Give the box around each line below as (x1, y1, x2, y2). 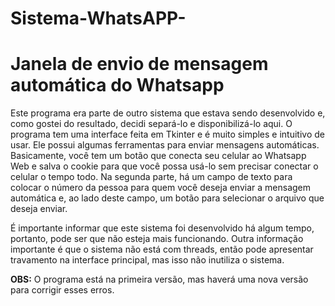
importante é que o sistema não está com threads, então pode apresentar (10, 243, 314, 256)
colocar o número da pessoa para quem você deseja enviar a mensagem (10, 182, 312, 194)
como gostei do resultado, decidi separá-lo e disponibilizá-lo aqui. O (10, 118, 293, 130)
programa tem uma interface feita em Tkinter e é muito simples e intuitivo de (10, 128, 325, 141)
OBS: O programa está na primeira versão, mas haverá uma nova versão (10, 273, 309, 286)
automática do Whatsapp (10, 74, 225, 97)
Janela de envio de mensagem (10, 53, 269, 76)
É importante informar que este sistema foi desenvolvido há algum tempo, (10, 222, 315, 234)
